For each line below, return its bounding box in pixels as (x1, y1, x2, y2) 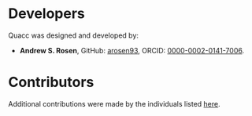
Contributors (8, 74, 94, 91)
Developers (8, 5, 85, 23)
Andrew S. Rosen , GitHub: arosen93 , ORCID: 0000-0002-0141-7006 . (19, 45, 245, 55)
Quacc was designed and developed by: (8, 31, 139, 40)
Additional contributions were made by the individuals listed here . (8, 99, 220, 108)
